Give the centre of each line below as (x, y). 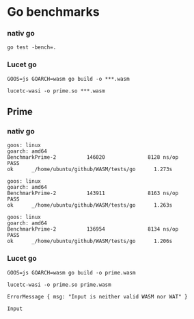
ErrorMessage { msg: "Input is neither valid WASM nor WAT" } (97, 296)
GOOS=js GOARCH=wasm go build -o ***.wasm (68, 79)
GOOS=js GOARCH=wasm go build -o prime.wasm (71, 272)
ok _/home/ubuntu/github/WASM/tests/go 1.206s (90, 241)
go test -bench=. (32, 48)
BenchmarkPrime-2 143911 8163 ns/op (93, 193)
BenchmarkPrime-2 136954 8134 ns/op (93, 229)
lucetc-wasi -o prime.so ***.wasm (56, 91)
